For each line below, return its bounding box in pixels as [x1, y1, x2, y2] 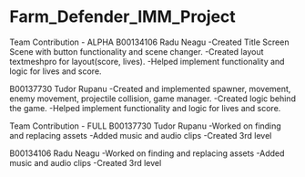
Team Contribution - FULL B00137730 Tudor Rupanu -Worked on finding [9, 120, 282, 131]
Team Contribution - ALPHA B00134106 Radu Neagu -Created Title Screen [9, 36, 290, 47]
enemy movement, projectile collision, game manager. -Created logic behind [9, 93, 296, 104]
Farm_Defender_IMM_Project [9, 6, 237, 27]
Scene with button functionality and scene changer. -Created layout [9, 46, 264, 57]
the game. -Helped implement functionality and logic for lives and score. [9, 102, 281, 113]
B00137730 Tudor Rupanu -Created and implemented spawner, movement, [9, 83, 291, 94]
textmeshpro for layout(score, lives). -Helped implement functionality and [9, 56, 285, 67]
